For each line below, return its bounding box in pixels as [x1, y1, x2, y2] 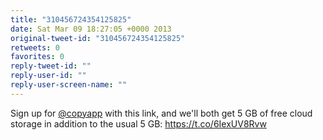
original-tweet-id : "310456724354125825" [10, 33, 186, 43]
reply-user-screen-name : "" [10, 80, 128, 90]
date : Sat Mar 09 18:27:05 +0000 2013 [10, 24, 172, 34]
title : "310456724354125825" [10, 14, 132, 25]
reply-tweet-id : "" [10, 61, 92, 71]
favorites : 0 [10, 52, 65, 62]
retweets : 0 [10, 42, 60, 53]
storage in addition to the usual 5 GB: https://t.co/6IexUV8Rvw [10, 117, 267, 130]
